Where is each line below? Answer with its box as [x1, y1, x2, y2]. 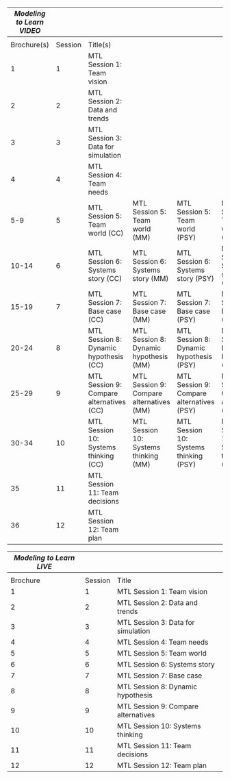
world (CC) [88, 229, 124, 238]
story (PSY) [177, 274, 214, 283]
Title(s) [88, 40, 112, 49]
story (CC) [88, 274, 122, 283]
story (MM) [132, 274, 169, 283]
